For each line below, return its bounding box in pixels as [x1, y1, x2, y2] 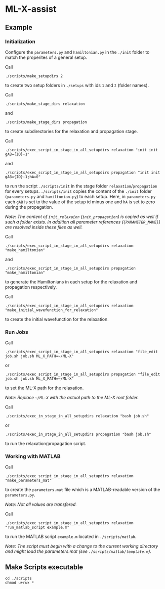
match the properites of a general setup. [5, 54, 87, 60]
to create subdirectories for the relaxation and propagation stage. [5, 128, 138, 134]
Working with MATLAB [5, 453, 61, 460]
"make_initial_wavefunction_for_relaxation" [5, 308, 98, 313]
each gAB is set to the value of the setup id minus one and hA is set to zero [5, 199, 155, 205]
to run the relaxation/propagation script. [5, 441, 86, 447]
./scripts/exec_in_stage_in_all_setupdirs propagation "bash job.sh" [5, 432, 152, 437]
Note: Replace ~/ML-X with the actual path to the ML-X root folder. [5, 395, 139, 401]
